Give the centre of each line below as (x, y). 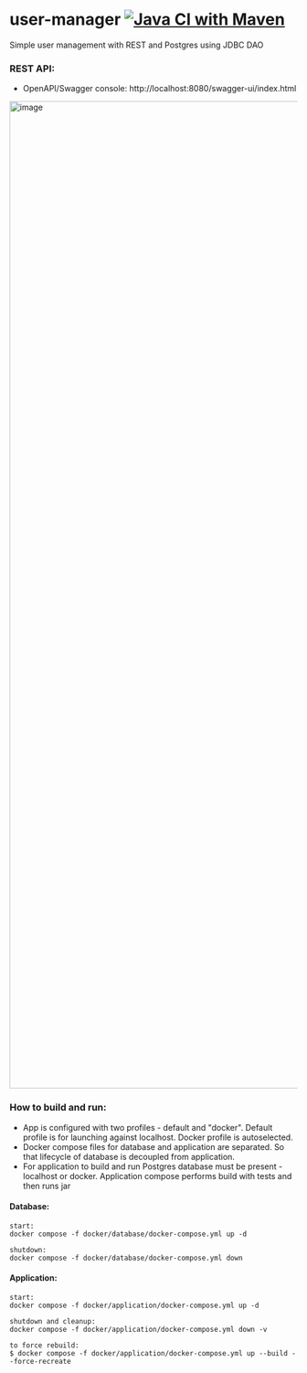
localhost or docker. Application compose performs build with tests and (157, 1176)
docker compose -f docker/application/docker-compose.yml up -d (134, 1305)
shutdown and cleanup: (53, 1321)
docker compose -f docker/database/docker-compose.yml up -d (128, 1234)
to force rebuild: (44, 1345)
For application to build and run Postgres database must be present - (153, 1166)
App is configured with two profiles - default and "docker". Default (148, 1127)
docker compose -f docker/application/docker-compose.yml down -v (138, 1329)
